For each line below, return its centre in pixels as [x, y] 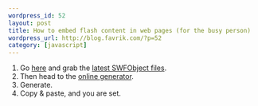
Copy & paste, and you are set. [70, 93]
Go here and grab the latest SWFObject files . [93, 68]
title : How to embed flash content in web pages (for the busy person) [129, 30]
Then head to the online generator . [76, 77]
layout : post [30, 23]
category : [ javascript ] [48, 45]
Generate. [36, 85]
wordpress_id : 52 [37, 16]
